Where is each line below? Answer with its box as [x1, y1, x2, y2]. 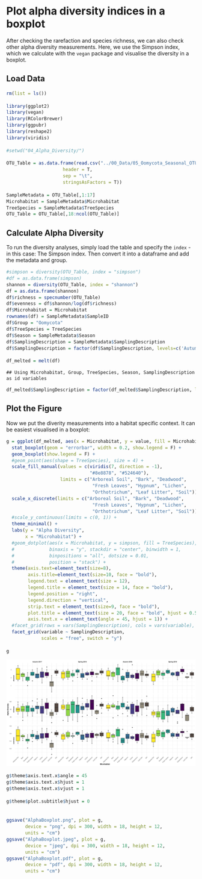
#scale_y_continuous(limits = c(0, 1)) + [11, 515, 117, 521]
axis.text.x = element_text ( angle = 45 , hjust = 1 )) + [28, 616, 168, 622]
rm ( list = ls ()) [6, 90, 47, 96]
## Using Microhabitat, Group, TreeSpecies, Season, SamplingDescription [6, 369, 195, 376]
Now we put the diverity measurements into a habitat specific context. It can [6, 419, 195, 427]
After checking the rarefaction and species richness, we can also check [6, 37, 184, 44]
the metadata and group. [6, 257, 68, 264]
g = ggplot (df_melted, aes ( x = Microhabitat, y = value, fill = [6, 438, 171, 444]
